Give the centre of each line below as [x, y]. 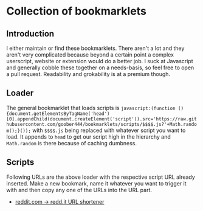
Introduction [30, 34]
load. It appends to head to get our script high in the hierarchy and [89, 137]
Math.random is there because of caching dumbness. [71, 143]
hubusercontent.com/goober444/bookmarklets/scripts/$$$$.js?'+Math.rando [102, 124]
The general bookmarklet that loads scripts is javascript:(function [91, 108]
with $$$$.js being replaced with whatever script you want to [109, 130]
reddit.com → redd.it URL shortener [60, 201]
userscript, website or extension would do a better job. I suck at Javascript [100, 61]
